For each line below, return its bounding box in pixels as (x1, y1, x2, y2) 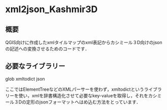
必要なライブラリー (5, 62, 65, 70)
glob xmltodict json (5, 76, 46, 82)
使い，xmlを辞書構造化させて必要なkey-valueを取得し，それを (18, 92, 148, 98)
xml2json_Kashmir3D (5, 4, 98, 15)
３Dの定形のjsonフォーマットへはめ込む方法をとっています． (14, 99, 141, 105)
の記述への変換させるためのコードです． (5, 46, 90, 52)
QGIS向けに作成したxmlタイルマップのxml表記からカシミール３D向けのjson (5, 40, 163, 45)
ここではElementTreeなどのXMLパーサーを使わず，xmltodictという (5, 86, 144, 92)
